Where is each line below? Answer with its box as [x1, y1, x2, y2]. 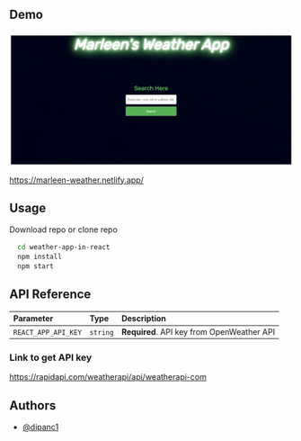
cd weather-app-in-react [17, 243, 111, 252]
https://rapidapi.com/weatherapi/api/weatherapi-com [9, 372, 207, 382]
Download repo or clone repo [9, 224, 119, 235]
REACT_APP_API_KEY [13, 328, 83, 337]
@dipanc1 [22, 422, 59, 433]
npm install [17, 252, 63, 262]
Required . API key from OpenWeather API [120, 326, 276, 337]
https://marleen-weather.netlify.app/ [9, 175, 144, 185]
